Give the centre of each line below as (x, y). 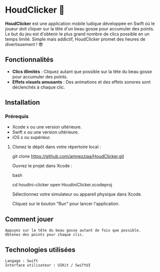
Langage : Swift (22, 261)
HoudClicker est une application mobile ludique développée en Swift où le (80, 23)
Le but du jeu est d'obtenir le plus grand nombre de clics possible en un (78, 34)
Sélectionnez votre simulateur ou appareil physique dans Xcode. (77, 194)
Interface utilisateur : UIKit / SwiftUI (48, 265)
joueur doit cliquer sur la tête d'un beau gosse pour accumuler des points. (80, 28)
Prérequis (17, 116)
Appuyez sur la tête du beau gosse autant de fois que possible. (73, 230)
